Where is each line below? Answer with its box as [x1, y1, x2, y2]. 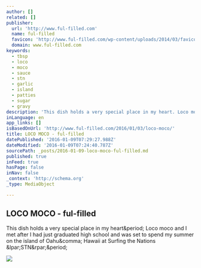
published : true [6, 153, 47, 159]
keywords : [6, 48, 31, 54]
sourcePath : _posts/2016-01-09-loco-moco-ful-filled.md [6, 148, 148, 154]
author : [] [6, 8, 33, 15]
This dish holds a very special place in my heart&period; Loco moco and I [6, 224, 187, 232]
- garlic [11, 81, 33, 87]
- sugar [11, 98, 31, 103]
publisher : [6, 20, 33, 26]
